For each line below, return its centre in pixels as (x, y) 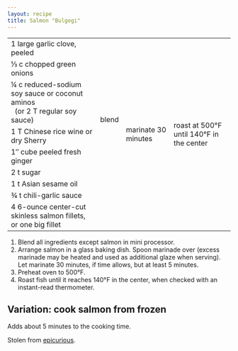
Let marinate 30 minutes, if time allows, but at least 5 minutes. (108, 264)
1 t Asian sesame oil (44, 184)
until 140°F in (196, 134)
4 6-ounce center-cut (49, 206)
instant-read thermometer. (56, 287)
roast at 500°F (198, 125)
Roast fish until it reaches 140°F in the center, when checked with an (118, 279)
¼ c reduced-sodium (46, 84)
